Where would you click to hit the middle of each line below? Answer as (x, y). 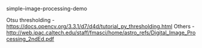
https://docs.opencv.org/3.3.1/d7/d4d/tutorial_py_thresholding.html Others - (100, 26)
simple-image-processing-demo (47, 9)
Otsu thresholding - (31, 20)
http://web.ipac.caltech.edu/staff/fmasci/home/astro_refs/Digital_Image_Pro (101, 33)
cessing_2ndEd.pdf (30, 39)
